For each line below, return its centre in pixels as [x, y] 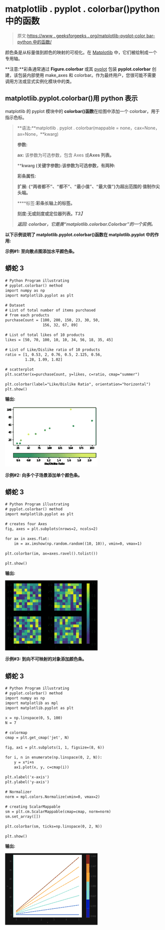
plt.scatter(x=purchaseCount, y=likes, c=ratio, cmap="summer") [72, 374]
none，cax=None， [140, 128]
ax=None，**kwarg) [38, 134]
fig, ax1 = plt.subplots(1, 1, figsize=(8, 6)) [55, 748]
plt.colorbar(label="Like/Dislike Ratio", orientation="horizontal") [78, 384]
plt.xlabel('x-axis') [27, 777]
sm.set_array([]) [23, 817]
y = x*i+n [24, 763]
